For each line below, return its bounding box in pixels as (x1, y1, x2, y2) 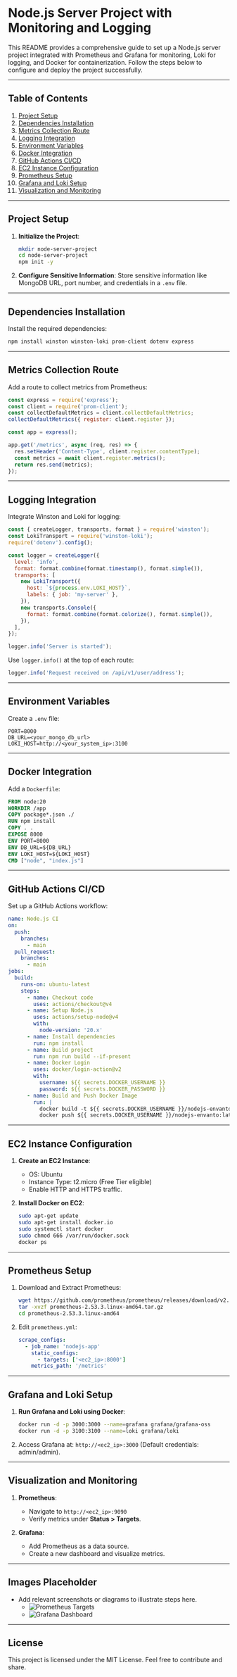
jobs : (8, 968, 24, 975)
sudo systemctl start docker (18, 1225, 104, 1233)
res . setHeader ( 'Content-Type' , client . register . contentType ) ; (14, 448, 200, 455)
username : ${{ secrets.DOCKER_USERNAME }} (39, 1079, 166, 1086)
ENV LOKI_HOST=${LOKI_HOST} (8, 850, 91, 858)
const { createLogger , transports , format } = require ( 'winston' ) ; (8, 526, 210, 533)
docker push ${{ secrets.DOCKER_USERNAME (39, 1112, 162, 1119)
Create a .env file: (8, 714, 60, 722)
